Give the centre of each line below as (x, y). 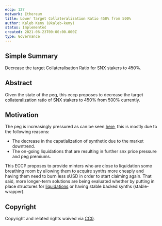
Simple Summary (32, 56)
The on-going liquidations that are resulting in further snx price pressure (84, 151)
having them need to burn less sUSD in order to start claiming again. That (78, 176)
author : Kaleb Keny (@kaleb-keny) (40, 23)
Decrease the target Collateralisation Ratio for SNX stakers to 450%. (73, 68)
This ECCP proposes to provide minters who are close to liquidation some (79, 166)
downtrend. (24, 146)
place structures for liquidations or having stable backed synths (69, 186)
